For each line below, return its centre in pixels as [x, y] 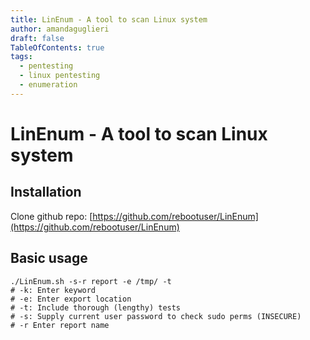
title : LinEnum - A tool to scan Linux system [109, 19]
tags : [21, 57]
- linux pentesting [60, 76]
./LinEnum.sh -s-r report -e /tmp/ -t [91, 281]
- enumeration [48, 85]
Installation [46, 192]
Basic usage [49, 258]
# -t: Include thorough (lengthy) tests [96, 307]
